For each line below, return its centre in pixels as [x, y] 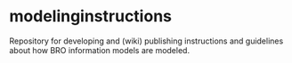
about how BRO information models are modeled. [99, 50]
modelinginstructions [90, 16]
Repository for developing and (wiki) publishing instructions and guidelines [146, 41]
